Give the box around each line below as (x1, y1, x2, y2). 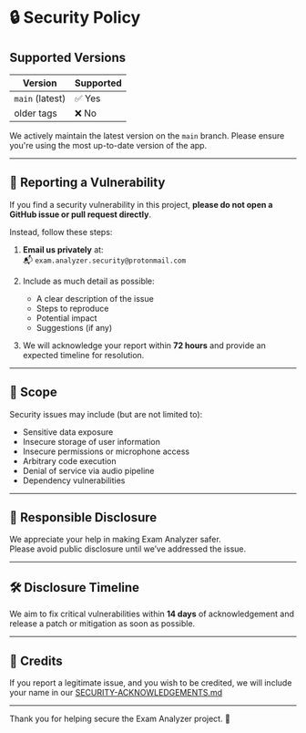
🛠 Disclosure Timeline (9, 580, 139, 595)
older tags (14, 107, 57, 119)
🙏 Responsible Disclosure (9, 510, 158, 525)
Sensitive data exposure (22, 426, 114, 438)
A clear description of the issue (36, 293, 155, 304)
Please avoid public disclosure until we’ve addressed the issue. (9, 543, 247, 554)
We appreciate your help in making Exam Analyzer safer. (9, 534, 221, 545)
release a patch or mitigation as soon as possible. (9, 618, 196, 629)
